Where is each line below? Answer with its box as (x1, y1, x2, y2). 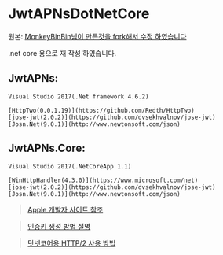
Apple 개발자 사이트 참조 (27, 205, 104, 214)
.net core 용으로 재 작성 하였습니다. (8, 48, 117, 57)
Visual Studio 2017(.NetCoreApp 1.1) (8, 162, 132, 170)
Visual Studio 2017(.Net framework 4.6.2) (8, 92, 149, 101)
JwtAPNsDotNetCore (8, 5, 150, 23)
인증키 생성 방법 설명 (27, 221, 91, 231)
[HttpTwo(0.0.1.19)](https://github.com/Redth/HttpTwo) (8, 106, 195, 114)
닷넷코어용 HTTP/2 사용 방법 (27, 238, 116, 248)
